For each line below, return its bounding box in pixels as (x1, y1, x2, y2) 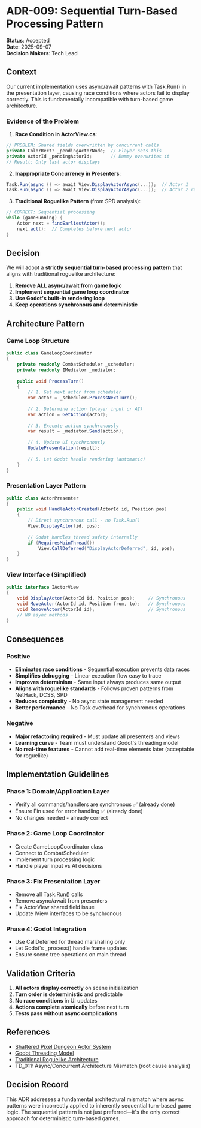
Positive (6, 652, 31, 660)
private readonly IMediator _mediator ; (17, 367, 117, 373)
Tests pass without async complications (14, 1010, 118, 1017)
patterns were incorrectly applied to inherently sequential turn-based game (6, 1102, 192, 1109)
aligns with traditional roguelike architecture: (6, 270, 115, 278)
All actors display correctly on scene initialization (14, 985, 139, 992)
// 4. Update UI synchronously (28, 440, 106, 446)
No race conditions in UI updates (14, 997, 98, 1004)
